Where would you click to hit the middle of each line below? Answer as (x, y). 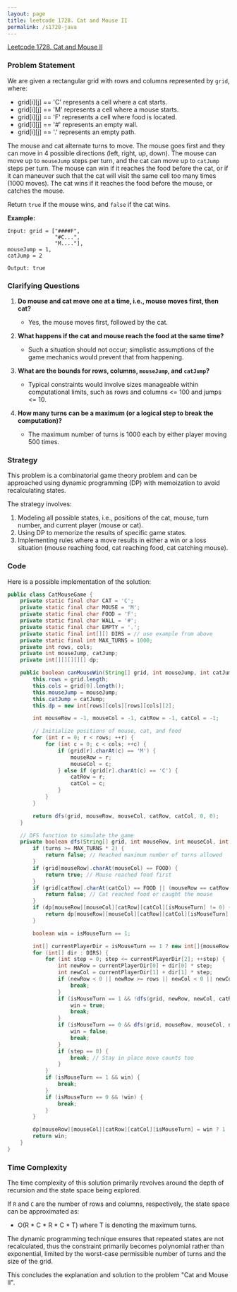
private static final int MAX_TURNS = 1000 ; (86, 640)
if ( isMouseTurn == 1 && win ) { (92, 1077)
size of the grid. (30, 1262)
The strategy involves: (39, 504)
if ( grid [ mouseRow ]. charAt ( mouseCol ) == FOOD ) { (105, 868)
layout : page (26, 14)
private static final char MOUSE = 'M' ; (80, 608)
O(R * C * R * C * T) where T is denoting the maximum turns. (107, 1225)
